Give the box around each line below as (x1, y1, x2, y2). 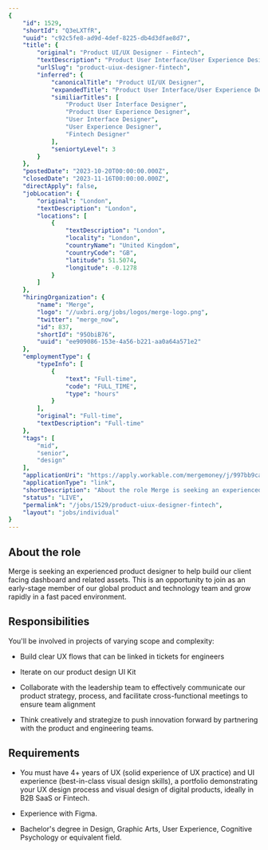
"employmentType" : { (22, 352, 91, 361)
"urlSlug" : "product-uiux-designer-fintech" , (37, 64, 191, 72)
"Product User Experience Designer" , (65, 108, 191, 116)
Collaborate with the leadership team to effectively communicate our (19, 683, 246, 692)
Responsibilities (8, 615, 90, 628)
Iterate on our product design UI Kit (19, 667, 136, 676)
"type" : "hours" (65, 390, 120, 398)
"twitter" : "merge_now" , (37, 316, 120, 324)
